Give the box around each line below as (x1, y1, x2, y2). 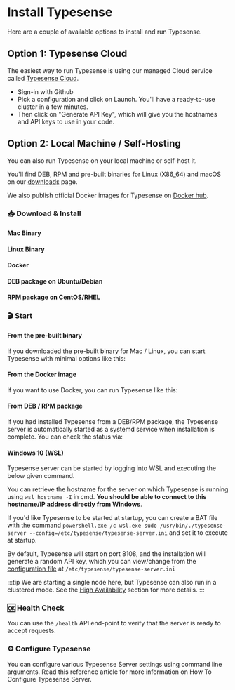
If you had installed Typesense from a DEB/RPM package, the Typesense (7, 417, 219, 425)
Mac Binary (7, 229, 41, 237)
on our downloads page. (7, 177, 78, 186)
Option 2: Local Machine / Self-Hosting (7, 138, 181, 150)
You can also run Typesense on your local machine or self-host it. (7, 156, 197, 165)
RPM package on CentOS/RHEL (7, 293, 100, 302)
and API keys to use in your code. (17, 117, 114, 126)
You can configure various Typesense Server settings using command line (7, 660, 222, 668)
